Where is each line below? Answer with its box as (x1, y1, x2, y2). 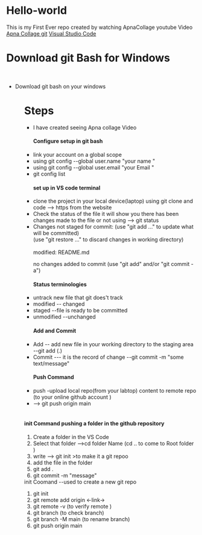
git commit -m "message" (33, 472, 98, 480)
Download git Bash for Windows (6, 51, 171, 65)
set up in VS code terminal (33, 184, 101, 191)
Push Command (33, 373, 74, 381)
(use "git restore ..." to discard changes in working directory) (33, 236, 184, 243)
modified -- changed (33, 300, 85, 308)
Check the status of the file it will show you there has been (33, 211, 179, 218)
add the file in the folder (33, 459, 93, 466)
